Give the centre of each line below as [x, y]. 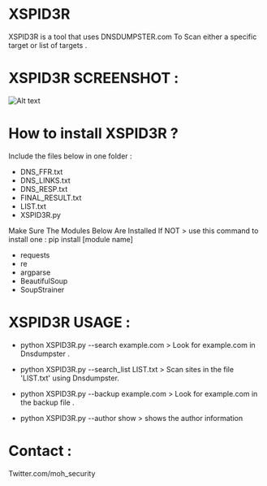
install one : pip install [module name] [71, 239]
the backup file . [47, 402]
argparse [35, 272]
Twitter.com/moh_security [52, 473]
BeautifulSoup [44, 280]
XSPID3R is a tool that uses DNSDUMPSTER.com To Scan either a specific [133, 37]
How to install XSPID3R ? [93, 134]
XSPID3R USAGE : [70, 323]
